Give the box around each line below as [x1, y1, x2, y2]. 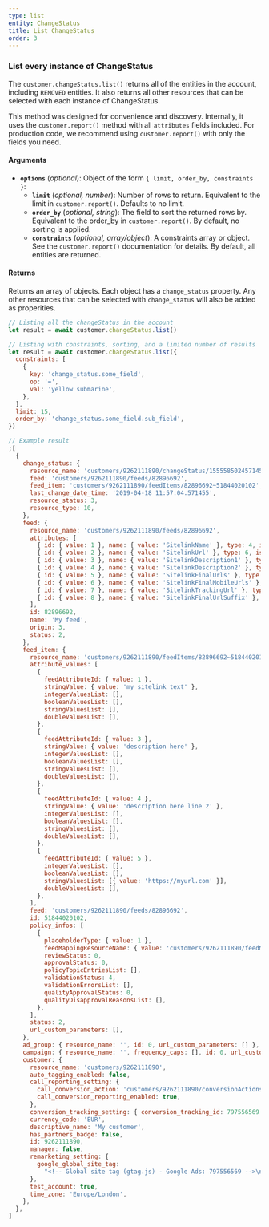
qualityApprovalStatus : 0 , [43, 988, 134, 997]
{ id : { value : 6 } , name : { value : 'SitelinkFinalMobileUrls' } [37, 578, 260, 586]
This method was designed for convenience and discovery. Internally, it [8, 111, 244, 121]
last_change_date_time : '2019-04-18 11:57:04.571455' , [29, 489, 217, 497]
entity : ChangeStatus [8, 19, 81, 27]
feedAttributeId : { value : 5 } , [43, 855, 152, 863]
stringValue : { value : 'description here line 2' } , [43, 803, 224, 811]
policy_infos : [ [29, 921, 84, 930]
